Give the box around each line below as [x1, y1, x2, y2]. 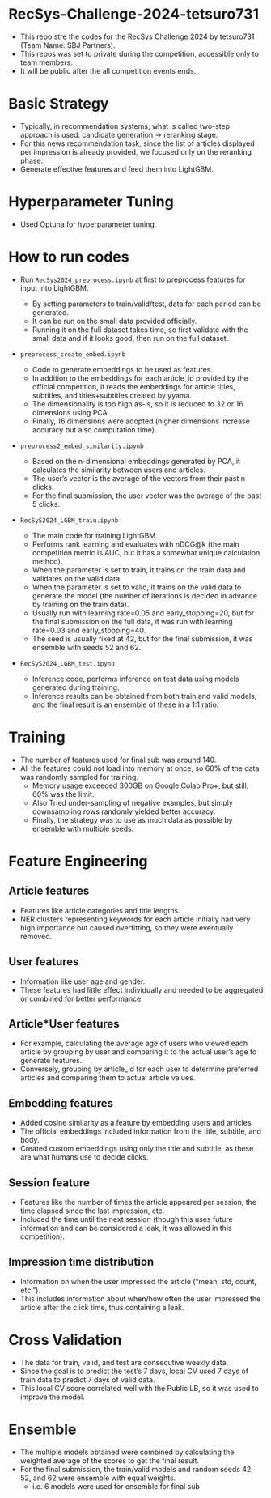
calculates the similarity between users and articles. [32, 465, 206, 475]
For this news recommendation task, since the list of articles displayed [19, 138, 255, 148]
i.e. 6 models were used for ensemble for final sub [32, 1481, 201, 1491]
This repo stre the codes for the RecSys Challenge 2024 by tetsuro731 [19, 32, 255, 41]
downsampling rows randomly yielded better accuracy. [32, 806, 216, 816]
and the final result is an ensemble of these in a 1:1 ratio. [32, 700, 219, 709]
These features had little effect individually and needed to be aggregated [19, 985, 264, 994]
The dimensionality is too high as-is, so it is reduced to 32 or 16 [32, 398, 244, 409]
